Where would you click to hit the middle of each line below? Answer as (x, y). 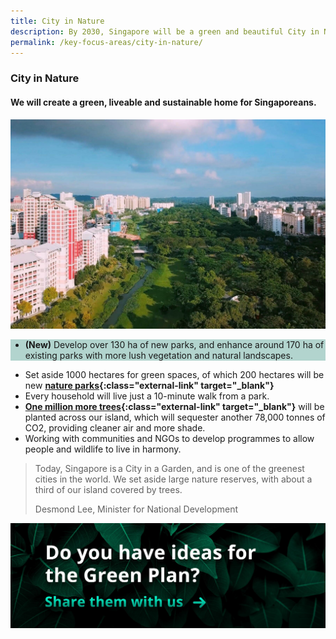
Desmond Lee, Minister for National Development (136, 509)
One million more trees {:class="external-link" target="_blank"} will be (174, 407)
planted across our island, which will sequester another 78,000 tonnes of (175, 417)
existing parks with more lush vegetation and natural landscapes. (158, 356)
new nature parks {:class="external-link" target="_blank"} (149, 386)
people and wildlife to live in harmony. (103, 449)
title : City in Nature (57, 21)
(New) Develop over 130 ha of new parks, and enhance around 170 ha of (174, 345)
